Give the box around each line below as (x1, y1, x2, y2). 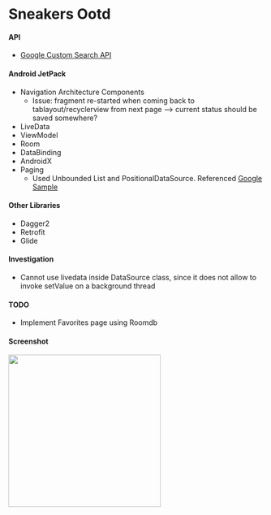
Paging (19, 164, 45, 175)
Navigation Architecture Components (19, 87, 144, 97)
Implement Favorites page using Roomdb (19, 318, 158, 327)
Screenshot (8, 336, 49, 346)
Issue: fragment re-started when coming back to (32, 95, 195, 106)
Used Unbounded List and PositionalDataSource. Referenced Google (32, 173, 263, 183)
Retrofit (19, 227, 45, 236)
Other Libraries (8, 201, 61, 210)
